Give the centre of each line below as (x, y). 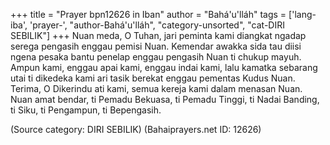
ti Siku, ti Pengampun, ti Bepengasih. (86, 110)
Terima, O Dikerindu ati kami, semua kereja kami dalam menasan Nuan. (156, 88)
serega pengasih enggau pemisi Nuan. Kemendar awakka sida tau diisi (156, 46)
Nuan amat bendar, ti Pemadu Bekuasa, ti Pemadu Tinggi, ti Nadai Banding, (165, 99)
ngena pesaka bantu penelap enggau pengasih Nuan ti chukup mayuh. (156, 57)
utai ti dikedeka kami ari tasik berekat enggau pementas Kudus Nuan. (153, 78)
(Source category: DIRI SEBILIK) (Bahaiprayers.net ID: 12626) (136, 129)
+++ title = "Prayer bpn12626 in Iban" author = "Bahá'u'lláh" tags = (148, 14)
